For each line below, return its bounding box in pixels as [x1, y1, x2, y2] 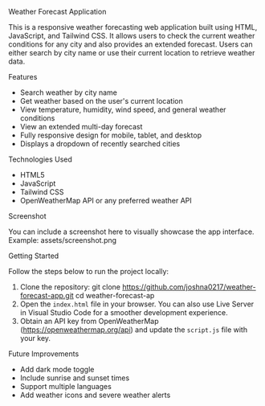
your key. [19, 334, 51, 342]
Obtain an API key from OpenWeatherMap [19, 317, 159, 326]
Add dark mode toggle [19, 365, 95, 374]
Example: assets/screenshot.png [8, 236, 117, 244]
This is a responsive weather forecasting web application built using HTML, [8, 23, 258, 31]
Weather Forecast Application [8, 7, 107, 16]
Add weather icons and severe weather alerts [19, 390, 171, 400]
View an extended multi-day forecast [19, 122, 143, 131]
